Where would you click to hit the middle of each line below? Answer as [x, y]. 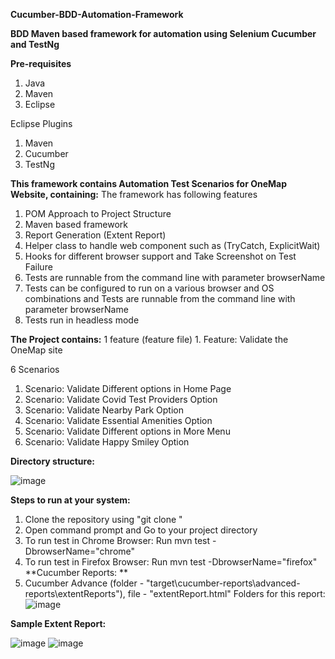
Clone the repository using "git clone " [103, 519]
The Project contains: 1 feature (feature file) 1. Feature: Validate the [149, 339]
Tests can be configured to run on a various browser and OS [149, 288]
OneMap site [36, 350]
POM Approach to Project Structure [98, 213]
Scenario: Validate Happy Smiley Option [107, 442]
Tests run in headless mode [82, 320]
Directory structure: [52, 461]
